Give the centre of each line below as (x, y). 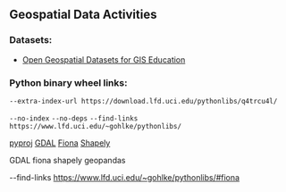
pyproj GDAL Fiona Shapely (60, 143)
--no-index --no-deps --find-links (74, 118)
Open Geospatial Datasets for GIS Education (104, 59)
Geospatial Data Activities (83, 15)
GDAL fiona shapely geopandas (67, 160)
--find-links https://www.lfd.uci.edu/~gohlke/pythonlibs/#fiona (124, 177)
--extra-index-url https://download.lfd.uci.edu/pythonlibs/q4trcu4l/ (143, 101)
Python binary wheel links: (68, 82)
